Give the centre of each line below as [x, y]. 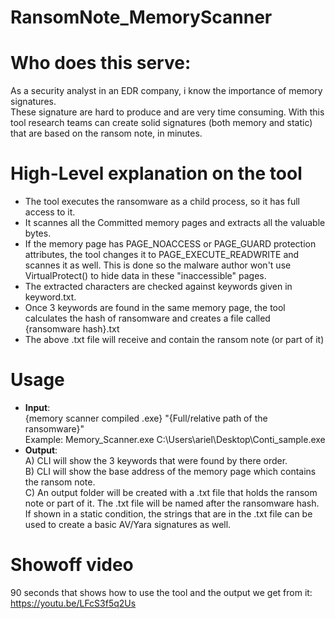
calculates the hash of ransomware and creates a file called [147, 318]
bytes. [38, 233]
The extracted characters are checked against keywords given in [158, 287]
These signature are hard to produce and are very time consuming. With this [167, 112]
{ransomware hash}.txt [72, 329]
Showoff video [72, 565]
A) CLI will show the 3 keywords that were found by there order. [156, 460]
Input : [37, 407]
